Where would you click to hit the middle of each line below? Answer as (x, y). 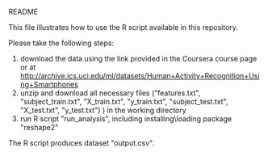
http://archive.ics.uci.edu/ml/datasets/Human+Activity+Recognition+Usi (140, 76)
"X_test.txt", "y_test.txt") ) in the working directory (103, 110)
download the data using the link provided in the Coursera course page (138, 59)
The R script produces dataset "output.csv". (82, 143)
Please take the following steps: (61, 43)
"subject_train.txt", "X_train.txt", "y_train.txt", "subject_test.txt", (124, 101)
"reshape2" (39, 127)
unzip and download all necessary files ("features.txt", (110, 93)
